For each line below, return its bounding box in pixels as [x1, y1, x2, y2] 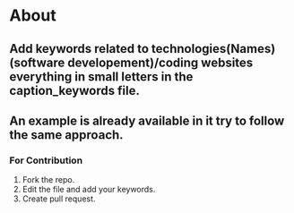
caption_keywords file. [9, 82, 141, 98]
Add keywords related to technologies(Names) [9, 41, 276, 56]
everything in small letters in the [9, 69, 194, 84]
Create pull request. [22, 193, 96, 204]
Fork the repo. [22, 175, 75, 185]
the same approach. [9, 127, 124, 142]
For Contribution [9, 154, 83, 166]
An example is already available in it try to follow [9, 113, 285, 128]
